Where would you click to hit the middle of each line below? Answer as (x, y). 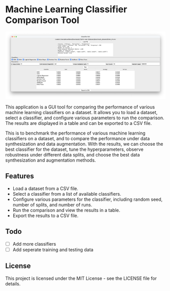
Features (20, 176)
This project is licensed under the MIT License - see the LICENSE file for (81, 278)
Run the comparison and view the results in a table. (66, 210)
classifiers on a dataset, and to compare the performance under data (78, 139)
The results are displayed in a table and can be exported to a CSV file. (78, 123)
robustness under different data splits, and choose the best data (73, 155)
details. (13, 283)
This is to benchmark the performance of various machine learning (76, 133)
